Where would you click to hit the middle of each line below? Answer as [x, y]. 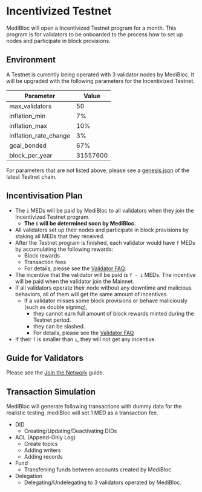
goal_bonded [28, 145]
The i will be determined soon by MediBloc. [80, 223]
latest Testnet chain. [31, 176]
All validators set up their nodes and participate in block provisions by [102, 230]
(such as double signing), [56, 307]
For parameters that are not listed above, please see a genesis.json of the [98, 170]
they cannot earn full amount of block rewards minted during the [114, 313]
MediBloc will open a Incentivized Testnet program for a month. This [91, 28]
